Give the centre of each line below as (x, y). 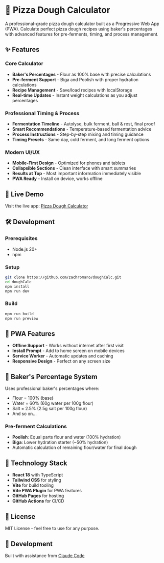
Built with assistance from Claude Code (45, 556)
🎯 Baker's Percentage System (51, 376)
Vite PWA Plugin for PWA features (47, 491)
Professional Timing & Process (42, 113)
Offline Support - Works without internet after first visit (68, 346)
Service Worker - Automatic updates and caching (63, 356)
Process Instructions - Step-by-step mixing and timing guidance (78, 134)
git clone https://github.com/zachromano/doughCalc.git (63, 277)
